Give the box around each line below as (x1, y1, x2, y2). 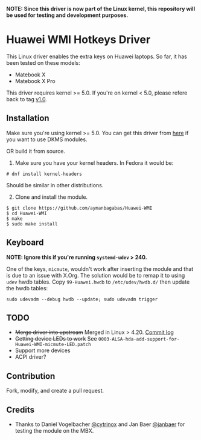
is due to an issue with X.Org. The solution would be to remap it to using (6, 272, 185, 279)
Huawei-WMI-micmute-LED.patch (14, 342, 92, 348)
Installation (6, 113, 49, 124)
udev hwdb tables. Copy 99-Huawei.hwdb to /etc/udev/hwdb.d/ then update (6, 278, 190, 285)
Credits (6, 404, 35, 415)
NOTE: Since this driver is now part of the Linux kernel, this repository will (6, 5, 195, 12)
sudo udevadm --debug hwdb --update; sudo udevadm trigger (6, 296, 158, 302)
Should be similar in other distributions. (6, 181, 104, 188)
